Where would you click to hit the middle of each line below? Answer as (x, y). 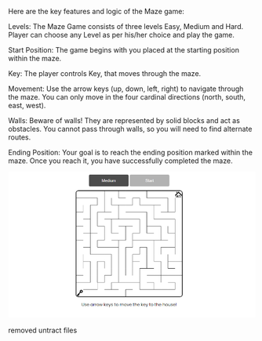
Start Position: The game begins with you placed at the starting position (124, 50)
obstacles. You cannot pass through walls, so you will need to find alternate (130, 129)
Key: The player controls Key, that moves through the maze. (105, 73)
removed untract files (43, 330)
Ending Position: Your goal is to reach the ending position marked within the (131, 152)
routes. (20, 137)
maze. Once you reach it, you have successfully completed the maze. (120, 161)
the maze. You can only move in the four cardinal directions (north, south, (127, 97)
